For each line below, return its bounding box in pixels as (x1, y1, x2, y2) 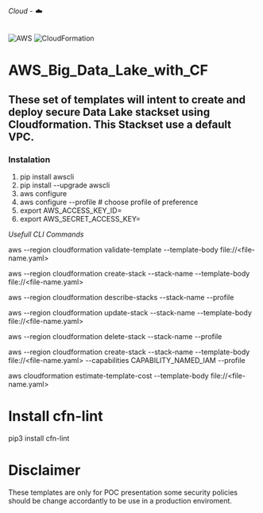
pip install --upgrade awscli (19, 180, 110, 190)
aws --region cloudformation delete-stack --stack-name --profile (8, 332, 222, 341)
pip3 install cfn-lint (8, 434, 70, 443)
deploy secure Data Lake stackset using (8, 105, 211, 118)
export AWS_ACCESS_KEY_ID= (19, 206, 122, 215)
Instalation (8, 154, 51, 165)
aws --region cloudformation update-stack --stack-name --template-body (8, 308, 253, 318)
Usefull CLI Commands (8, 229, 84, 239)
